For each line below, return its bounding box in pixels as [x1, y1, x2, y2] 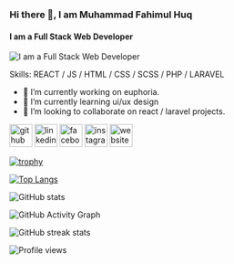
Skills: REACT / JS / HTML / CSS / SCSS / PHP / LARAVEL [9, 69, 225, 80]
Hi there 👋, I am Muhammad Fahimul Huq [9, 8, 193, 21]
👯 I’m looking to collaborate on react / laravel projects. [22, 106, 226, 117]
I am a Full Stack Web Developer [9, 31, 134, 42]
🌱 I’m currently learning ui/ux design [22, 96, 159, 108]
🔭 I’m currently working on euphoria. [22, 87, 160, 98]
